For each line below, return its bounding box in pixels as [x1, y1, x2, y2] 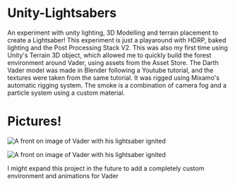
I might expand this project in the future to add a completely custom [7, 164, 205, 173]
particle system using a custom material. [7, 88, 126, 97]
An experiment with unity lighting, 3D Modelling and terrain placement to [7, 28, 219, 37]
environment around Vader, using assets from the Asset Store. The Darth [7, 58, 219, 66]
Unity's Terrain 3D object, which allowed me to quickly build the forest [7, 51, 212, 59]
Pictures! [7, 113, 62, 129]
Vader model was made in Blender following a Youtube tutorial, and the [7, 66, 214, 74]
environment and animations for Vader [7, 171, 119, 180]
